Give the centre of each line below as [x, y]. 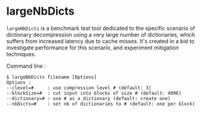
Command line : [26, 66]
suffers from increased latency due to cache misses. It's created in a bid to [100, 41]
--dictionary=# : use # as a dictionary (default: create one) [89, 98]
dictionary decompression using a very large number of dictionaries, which [101, 34]
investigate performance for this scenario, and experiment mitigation [93, 48]
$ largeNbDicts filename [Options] [52, 77]
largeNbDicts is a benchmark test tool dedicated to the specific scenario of [101, 28]
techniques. [21, 54]
